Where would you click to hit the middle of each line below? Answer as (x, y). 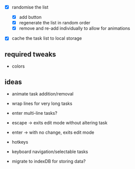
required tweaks (30, 54)
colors (18, 66)
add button (30, 17)
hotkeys (20, 142)
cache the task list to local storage (47, 38)
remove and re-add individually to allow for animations (75, 28)
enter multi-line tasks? (34, 113)
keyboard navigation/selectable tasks (50, 152)
